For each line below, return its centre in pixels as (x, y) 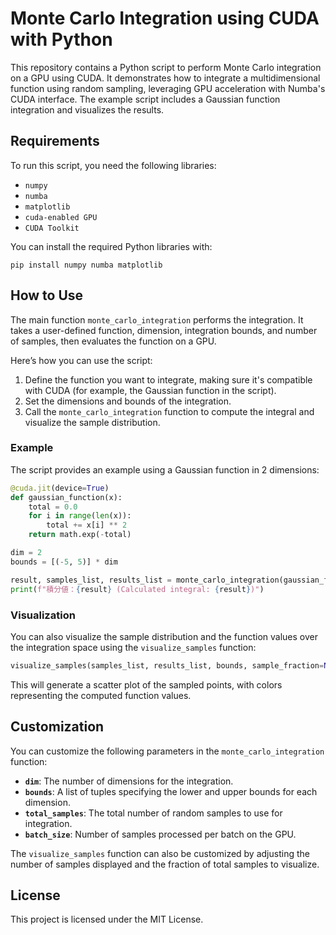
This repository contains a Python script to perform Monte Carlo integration (166, 67)
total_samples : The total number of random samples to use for (153, 813)
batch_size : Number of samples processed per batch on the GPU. (160, 834)
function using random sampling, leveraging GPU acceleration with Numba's (168, 88)
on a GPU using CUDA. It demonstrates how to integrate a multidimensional (165, 78)
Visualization (43, 615)
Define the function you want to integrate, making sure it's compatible (168, 379)
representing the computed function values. (101, 695)
